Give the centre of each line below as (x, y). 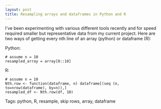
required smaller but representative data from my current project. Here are (80, 33)
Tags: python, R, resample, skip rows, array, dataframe (60, 101)
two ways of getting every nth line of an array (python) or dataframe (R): (78, 38)
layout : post (18, 10)
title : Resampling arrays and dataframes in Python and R (66, 14)
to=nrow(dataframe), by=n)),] (36, 88)
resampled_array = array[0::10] (38, 61)
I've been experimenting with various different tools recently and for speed (81, 28)
